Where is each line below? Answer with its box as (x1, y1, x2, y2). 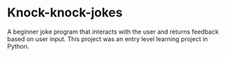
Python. (7, 42, 30, 50)
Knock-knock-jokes (7, 5, 123, 21)
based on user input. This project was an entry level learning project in (7, 34, 209, 43)
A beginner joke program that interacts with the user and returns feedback (7, 27, 219, 36)
